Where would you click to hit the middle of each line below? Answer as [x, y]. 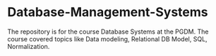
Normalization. [29, 46]
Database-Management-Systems [108, 12]
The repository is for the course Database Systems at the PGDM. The [108, 31]
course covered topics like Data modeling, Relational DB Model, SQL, [107, 38]
